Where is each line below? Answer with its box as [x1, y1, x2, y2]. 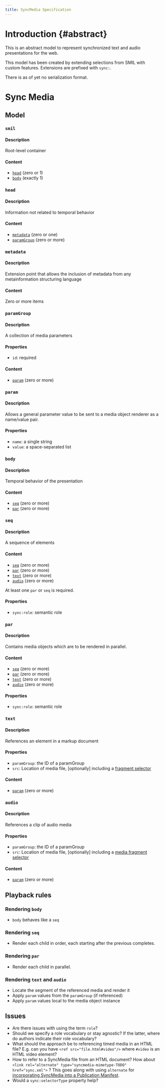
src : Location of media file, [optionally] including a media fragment [12, 849, 147, 855]
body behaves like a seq [12, 917, 59, 923]
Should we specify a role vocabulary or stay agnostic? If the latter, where [12, 1030, 160, 1036]
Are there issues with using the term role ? [12, 1025, 98, 1031]
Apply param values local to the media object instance [12, 998, 120, 1004]
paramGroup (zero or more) [12, 237, 65, 243]
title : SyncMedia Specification [5, 7, 71, 12]
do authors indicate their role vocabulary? [12, 1035, 97, 1041]
